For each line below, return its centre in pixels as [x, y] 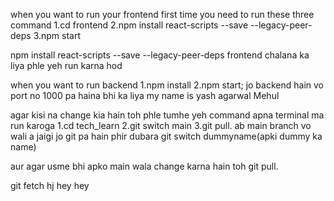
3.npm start [57, 35]
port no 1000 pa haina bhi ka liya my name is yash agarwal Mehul [145, 95]
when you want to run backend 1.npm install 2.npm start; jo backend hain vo [167, 85]
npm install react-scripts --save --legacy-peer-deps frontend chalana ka [160, 55]
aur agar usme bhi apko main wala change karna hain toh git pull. [144, 166]
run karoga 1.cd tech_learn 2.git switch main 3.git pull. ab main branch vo [161, 125]
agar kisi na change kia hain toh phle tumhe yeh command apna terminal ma [167, 115]
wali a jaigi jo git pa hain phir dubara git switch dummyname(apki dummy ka [166, 136]
